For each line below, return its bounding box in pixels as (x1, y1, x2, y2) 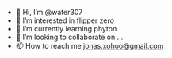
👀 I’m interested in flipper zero (15, 16, 115, 25)
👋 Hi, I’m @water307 (15, 8, 83, 16)
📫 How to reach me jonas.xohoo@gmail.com (15, 42, 164, 50)
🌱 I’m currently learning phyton (15, 24, 117, 33)
